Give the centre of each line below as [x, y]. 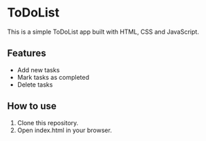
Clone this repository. [48, 122]
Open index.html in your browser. [64, 130]
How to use [32, 106]
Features [27, 53]
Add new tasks [38, 69]
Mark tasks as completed [53, 77]
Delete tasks [35, 85]
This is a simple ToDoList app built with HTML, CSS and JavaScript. [103, 32]
